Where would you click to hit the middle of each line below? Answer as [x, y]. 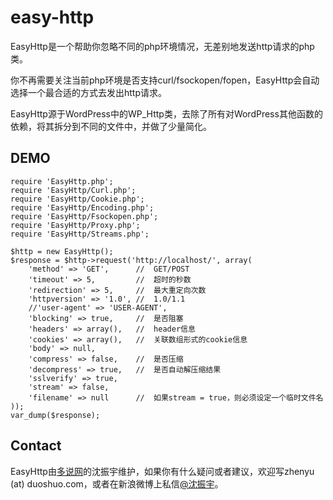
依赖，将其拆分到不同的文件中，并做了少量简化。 [111, 126]
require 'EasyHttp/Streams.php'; [80, 234]
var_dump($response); [55, 415]
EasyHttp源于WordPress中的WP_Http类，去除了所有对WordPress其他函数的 [166, 113]
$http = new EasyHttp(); [62, 251]
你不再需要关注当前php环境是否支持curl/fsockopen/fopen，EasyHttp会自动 [165, 80]
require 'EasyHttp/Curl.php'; [73, 190]
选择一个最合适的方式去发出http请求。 [89, 92]
